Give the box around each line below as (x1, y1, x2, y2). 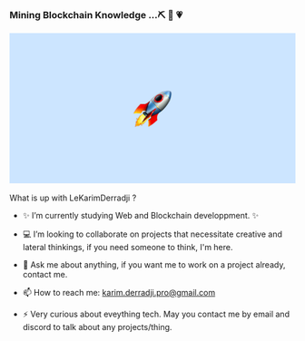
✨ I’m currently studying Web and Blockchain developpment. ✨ (22, 209, 259, 220)
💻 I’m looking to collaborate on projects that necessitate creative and (22, 229, 283, 239)
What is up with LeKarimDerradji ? (9, 192, 137, 203)
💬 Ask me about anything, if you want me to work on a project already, (22, 258, 286, 270)
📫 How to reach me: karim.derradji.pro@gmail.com (22, 287, 216, 297)
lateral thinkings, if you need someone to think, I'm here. (22, 241, 233, 252)
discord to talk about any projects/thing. (22, 321, 172, 332)
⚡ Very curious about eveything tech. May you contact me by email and (22, 308, 290, 319)
